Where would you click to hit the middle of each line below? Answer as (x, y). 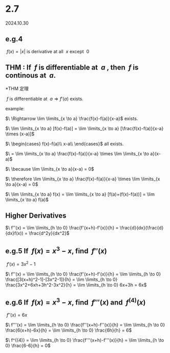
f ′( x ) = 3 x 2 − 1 (21, 264)
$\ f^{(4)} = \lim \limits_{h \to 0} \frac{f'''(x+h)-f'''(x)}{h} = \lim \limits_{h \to (85, 340)
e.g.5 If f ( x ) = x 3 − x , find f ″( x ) (56, 250)
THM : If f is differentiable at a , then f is (72, 68)
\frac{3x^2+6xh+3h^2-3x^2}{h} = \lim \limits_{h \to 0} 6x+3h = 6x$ (76, 285)
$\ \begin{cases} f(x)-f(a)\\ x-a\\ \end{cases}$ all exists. (65, 144)
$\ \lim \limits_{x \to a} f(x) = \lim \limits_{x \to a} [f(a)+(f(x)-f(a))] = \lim (80, 194)
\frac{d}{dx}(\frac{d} (142, 228)
